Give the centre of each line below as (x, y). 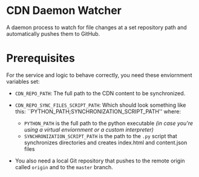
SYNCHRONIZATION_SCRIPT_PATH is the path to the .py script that (100, 136)
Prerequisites (41, 58)
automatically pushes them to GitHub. (53, 33)
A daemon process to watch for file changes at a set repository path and (97, 27)
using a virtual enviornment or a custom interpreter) (89, 129)
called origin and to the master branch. (64, 167)
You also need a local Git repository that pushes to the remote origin (100, 161)
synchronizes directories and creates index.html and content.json (106, 142)
